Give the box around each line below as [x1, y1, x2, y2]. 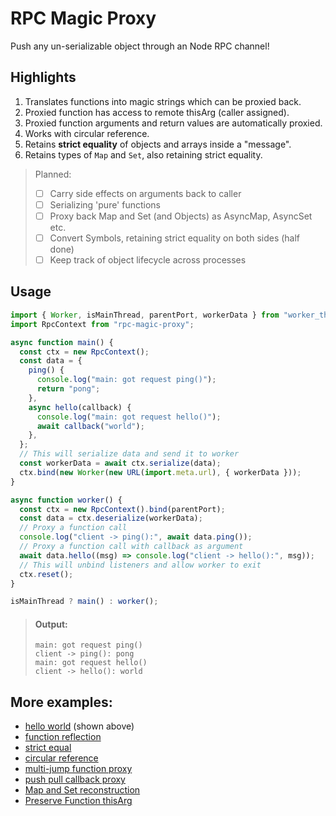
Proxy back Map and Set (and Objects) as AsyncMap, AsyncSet [49, 210, 313, 222]
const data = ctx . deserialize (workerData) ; [19, 513, 203, 524]
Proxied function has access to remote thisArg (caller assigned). [24, 106, 290, 118]
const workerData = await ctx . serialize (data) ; [19, 458, 222, 468]
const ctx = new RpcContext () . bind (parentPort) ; [19, 504, 226, 514]
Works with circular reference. [24, 127, 150, 139]
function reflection [24, 731, 102, 743]
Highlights [10, 69, 77, 86]
